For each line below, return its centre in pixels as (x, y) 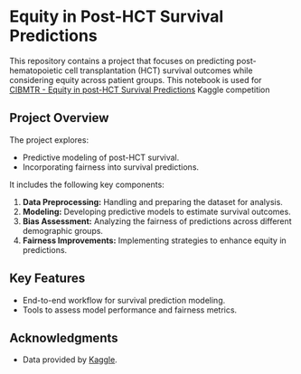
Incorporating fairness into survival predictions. (111, 167)
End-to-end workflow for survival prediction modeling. (124, 300)
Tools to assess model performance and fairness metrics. (130, 310)
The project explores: (49, 140)
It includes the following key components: (87, 184)
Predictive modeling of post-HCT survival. (101, 157)
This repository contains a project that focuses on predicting (122, 61)
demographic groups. (63, 230)
